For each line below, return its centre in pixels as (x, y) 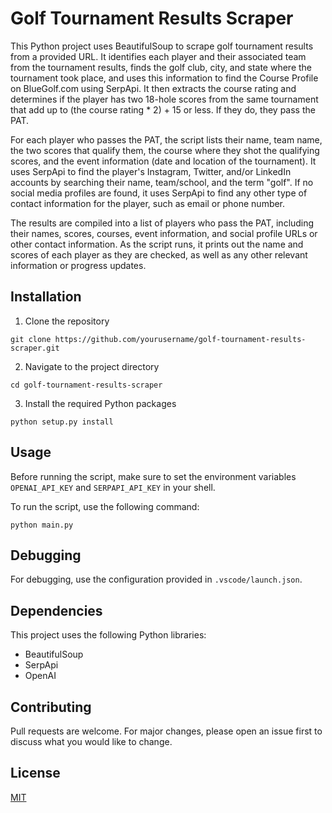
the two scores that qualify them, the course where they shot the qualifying (165, 150)
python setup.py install (62, 422)
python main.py (42, 525)
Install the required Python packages (100, 403)
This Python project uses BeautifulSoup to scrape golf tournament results (162, 46)
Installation (46, 297)
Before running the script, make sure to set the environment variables (153, 476)
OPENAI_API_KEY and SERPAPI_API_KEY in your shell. (113, 487)
